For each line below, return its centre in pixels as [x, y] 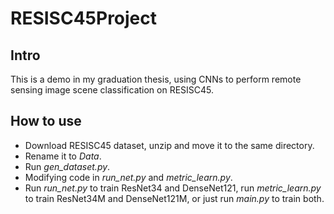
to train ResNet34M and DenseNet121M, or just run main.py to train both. [174, 198]
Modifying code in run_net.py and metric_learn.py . [128, 177]
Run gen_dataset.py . [67, 166]
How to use [46, 121]
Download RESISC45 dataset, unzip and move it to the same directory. [169, 145]
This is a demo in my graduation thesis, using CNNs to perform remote [156, 79]
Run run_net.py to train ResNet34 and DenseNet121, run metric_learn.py [173, 188]
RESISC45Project [84, 18]
